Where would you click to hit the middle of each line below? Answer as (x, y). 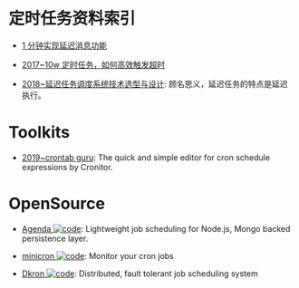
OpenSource (57, 204)
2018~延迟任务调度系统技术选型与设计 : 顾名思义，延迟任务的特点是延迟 (154, 83)
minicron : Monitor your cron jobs (97, 255)
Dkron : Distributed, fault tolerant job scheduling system (140, 274)
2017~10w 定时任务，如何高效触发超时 (93, 64)
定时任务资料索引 (72, 19)
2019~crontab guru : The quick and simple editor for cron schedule (146, 157)
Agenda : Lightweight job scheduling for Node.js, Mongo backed (156, 228)
